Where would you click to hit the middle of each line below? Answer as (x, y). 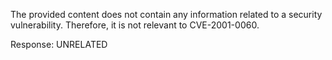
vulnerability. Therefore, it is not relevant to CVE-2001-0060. (135, 25)
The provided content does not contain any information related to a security (166, 14)
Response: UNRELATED (59, 44)
